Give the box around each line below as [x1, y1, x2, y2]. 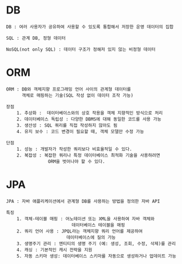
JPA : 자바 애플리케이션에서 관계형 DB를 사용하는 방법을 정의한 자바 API [6, 198, 160, 204]
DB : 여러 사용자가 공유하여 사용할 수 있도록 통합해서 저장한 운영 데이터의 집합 [6, 24, 174, 30]
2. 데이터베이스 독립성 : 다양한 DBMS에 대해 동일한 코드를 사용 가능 [16, 116, 162, 122]
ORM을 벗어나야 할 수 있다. [47, 158, 105, 164]
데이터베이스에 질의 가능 [66, 234, 116, 240]
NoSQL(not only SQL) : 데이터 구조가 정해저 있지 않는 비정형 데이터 [6, 46, 156, 53]
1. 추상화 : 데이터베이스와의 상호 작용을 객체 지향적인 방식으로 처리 [16, 110, 163, 116]
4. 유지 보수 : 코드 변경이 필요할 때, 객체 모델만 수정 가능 [16, 128, 145, 134]
